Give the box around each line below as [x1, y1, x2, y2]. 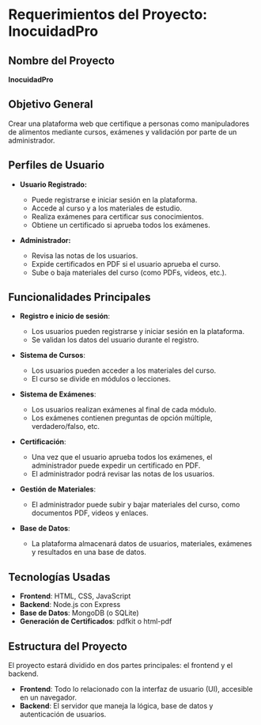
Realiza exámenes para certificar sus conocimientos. [31, 211, 204, 221]
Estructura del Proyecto [8, 640, 128, 653]
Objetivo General [8, 97, 93, 112]
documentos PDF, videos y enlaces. [31, 508, 149, 518]
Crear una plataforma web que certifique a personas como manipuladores [8, 119, 250, 128]
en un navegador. [19, 693, 78, 702]
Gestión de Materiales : [19, 484, 96, 494]
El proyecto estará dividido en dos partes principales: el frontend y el [8, 661, 233, 670]
